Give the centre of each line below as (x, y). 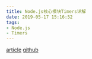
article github (22, 50)
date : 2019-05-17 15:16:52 (39, 17)
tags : (13, 22)
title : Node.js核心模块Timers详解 (46, 11)
